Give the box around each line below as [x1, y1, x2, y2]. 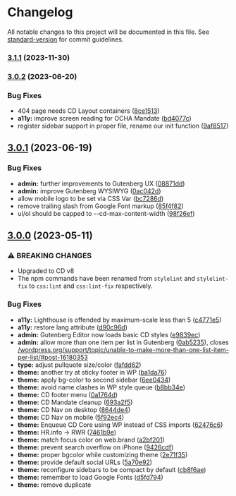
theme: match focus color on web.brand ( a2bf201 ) [17, 435, 166, 444]
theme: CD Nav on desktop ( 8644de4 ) [17, 405, 131, 413]
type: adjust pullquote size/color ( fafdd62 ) [17, 361, 142, 369]
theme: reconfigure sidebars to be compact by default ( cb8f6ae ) [17, 465, 206, 473]
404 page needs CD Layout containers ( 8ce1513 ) [17, 107, 160, 115]
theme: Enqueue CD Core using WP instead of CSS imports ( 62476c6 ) [17, 421, 223, 429]
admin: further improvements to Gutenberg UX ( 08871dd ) [17, 179, 185, 188]
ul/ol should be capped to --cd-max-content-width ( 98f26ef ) [17, 209, 195, 217]
